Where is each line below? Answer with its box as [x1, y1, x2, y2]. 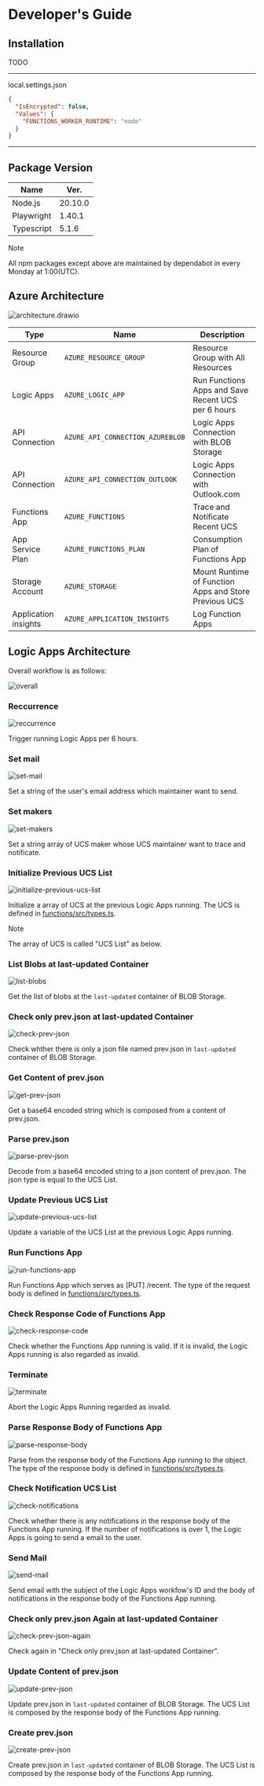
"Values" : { [15, 110, 55, 118]
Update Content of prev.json [8, 1666, 119, 1677]
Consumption [192, 534, 243, 545]
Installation [8, 37, 64, 50]
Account [12, 585, 44, 596]
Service [12, 544, 41, 555]
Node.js [12, 198, 41, 209]
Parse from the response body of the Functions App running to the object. [8, 1455, 247, 1465]
